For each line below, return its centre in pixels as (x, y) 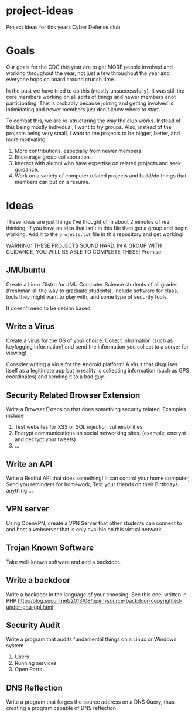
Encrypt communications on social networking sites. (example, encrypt (100, 433)
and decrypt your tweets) (45, 439)
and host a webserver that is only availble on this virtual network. (85, 529)
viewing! (16, 353)
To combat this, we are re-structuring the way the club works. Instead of (93, 121)
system (15, 646)
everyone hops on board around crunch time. (61, 79)
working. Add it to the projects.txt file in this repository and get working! (95, 234)
